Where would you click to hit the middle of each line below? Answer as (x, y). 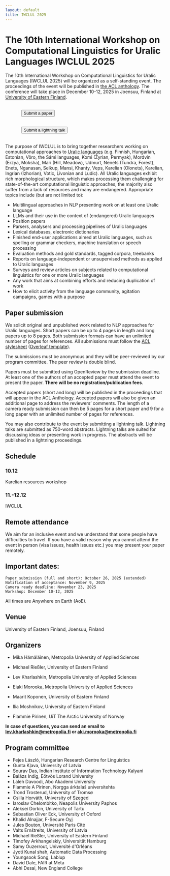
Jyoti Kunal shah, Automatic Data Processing (59, 852)
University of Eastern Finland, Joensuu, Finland (55, 629)
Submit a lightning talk (44, 130)
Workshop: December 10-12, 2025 (39, 591)
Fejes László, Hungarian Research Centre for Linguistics (71, 760)
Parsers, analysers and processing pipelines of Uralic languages (80, 226)
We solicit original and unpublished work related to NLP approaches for (80, 325)
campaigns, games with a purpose (49, 297)
